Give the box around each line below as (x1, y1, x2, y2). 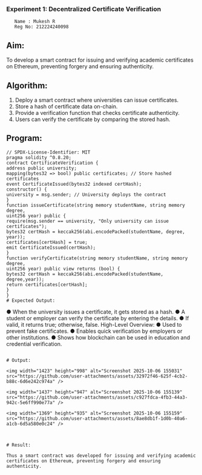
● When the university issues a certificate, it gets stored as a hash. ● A (6, 308, 186, 315)
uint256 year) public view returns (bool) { (6, 266, 120, 272)
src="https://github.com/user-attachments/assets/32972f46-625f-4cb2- (6, 373, 188, 379)
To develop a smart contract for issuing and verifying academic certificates (6, 56, 194, 64)
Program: (6, 133, 42, 143)
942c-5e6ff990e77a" (6, 399, 56, 405)
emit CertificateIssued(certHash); (6, 244, 96, 251)
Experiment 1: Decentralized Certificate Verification (6, 5, 161, 13)
